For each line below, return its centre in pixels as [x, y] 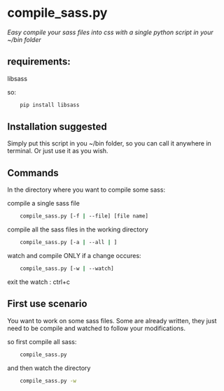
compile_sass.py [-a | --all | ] [69, 243]
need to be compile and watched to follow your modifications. [96, 328]
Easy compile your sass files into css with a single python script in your [110, 32]
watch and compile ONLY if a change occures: [74, 256]
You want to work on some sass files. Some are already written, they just [112, 320]
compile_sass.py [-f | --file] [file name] [84, 216]
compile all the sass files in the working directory [78, 229]
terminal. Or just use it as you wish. [58, 151]
